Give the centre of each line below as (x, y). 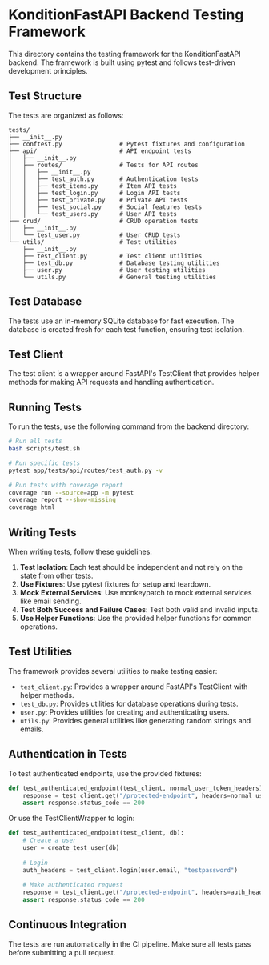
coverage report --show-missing (62, 500)
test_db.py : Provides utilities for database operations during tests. (129, 703)
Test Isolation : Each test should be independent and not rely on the (131, 567)
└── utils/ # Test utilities (93, 242)
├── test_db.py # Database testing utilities (121, 263)
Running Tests (45, 407)
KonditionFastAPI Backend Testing (126, 15)
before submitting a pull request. (62, 952)
